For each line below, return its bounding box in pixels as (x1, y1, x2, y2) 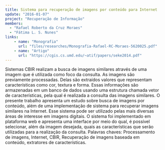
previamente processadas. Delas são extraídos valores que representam (5, 77, 152, 83)
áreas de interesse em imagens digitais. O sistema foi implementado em (5, 114, 151, 120)
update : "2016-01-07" (5, 12, 50, 17)
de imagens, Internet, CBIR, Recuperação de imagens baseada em (5, 134, 140, 140)
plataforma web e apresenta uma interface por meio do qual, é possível (5, 119, 150, 124)
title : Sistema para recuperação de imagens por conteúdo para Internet (5, 7, 158, 12)
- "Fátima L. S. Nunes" (9, 30, 58, 35)
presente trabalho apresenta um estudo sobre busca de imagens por (5, 98, 145, 104)
